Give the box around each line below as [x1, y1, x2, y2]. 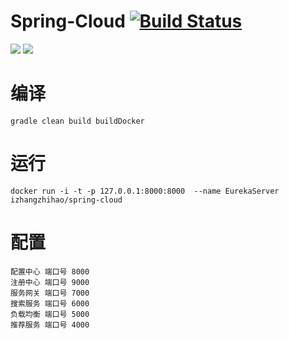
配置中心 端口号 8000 [10, 266, 90, 277]
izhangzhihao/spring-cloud [10, 195, 123, 205]
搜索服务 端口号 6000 [10, 298, 90, 309]
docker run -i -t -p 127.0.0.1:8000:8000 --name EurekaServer [10, 186, 280, 196]
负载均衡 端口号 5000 [10, 309, 90, 319]
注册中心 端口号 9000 [10, 277, 90, 287]
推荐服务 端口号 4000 [10, 320, 90, 330]
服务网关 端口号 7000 [10, 288, 90, 298]
